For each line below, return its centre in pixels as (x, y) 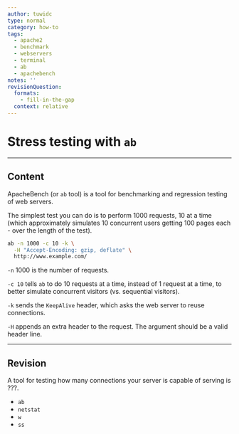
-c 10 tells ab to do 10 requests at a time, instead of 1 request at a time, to (115, 284)
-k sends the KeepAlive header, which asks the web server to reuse (106, 305)
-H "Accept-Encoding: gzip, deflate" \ (73, 250)
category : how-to (33, 27)
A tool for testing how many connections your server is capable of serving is (119, 381)
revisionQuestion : (34, 87)
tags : (15, 34)
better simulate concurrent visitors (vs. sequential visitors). (94, 292)
